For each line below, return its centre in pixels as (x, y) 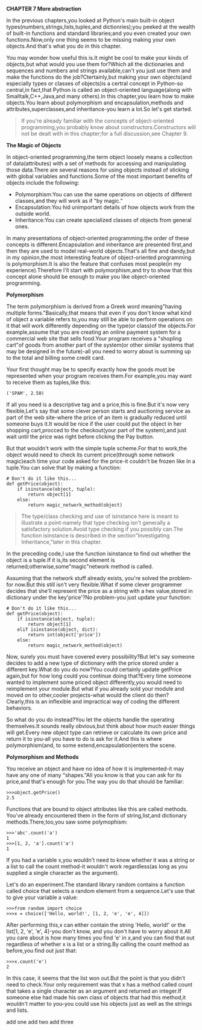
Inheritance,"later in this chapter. (62, 542)
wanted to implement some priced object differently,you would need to (94, 682)
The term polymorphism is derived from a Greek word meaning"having (94, 306)
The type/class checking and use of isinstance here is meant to (100, 516)
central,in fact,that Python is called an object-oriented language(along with (99, 90)
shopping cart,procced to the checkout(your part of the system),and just (96, 430)
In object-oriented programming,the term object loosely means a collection (99, 157)
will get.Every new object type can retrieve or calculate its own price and (96, 732)
